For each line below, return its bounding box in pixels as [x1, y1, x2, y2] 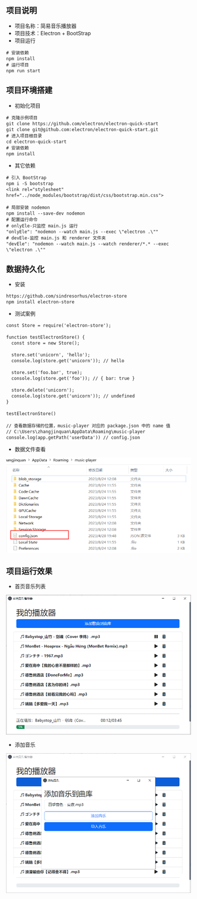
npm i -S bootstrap [6, 181, 54, 186]
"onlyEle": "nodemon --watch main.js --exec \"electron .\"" [6, 229, 159, 235]
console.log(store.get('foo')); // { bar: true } [11, 376, 135, 382]
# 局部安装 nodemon [6, 205, 50, 210]
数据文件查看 [14, 446, 46, 453]
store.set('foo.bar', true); [11, 370, 83, 376]
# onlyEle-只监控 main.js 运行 [6, 223, 78, 229]
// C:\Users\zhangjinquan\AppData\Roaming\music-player [6, 429, 145, 435]
